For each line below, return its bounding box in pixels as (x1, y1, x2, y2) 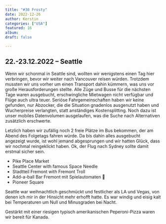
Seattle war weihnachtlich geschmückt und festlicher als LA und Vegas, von (5, 188, 160, 194)
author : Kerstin (5, 16, 39, 21)
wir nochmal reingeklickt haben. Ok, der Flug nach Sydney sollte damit (5, 143, 149, 149)
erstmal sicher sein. (5, 148, 45, 154)
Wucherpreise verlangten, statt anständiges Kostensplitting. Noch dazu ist (5, 107, 157, 113)
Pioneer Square (12, 179, 44, 185)
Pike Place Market (12, 158, 49, 164)
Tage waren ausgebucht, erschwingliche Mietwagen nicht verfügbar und (5, 91, 154, 97)
